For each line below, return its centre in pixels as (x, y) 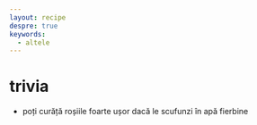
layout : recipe (38, 17)
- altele (34, 42)
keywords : (28, 34)
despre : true (34, 26)
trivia (29, 87)
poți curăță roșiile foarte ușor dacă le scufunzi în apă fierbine (135, 112)
